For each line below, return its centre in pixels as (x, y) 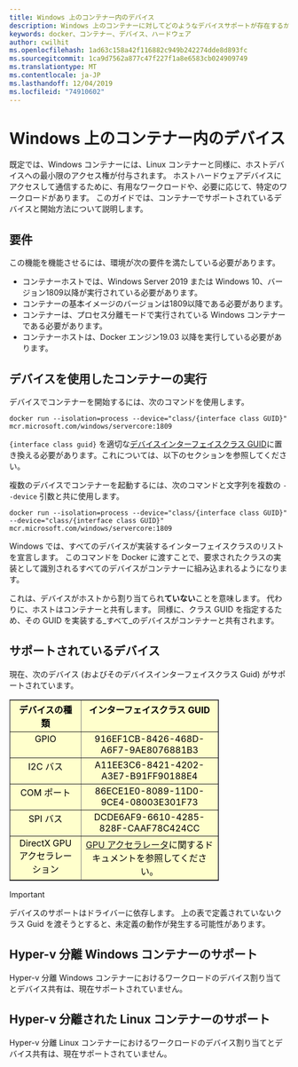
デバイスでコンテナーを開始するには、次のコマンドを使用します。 (129, 402)
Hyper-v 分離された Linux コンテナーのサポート (140, 1020)
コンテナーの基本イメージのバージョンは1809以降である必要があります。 (155, 304)
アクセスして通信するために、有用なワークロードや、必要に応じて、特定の (145, 186)
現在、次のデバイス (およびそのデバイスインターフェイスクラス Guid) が (140, 674)
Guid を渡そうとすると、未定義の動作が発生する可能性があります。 (148, 923)
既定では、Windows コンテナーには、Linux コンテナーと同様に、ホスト (139, 164)
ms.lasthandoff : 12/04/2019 (61, 83)
